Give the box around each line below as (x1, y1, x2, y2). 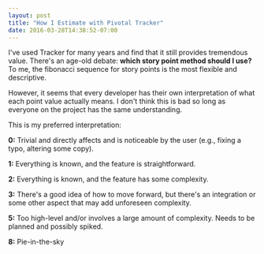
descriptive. (8, 73, 47, 83)
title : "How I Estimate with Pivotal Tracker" (8, 19, 164, 27)
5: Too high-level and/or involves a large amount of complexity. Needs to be (8, 214, 255, 223)
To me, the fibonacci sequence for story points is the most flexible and (8, 65, 238, 74)
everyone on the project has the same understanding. (8, 105, 183, 114)
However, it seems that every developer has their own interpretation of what (8, 88, 255, 98)
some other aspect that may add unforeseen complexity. (8, 198, 191, 207)
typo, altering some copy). (8, 144, 95, 154)
